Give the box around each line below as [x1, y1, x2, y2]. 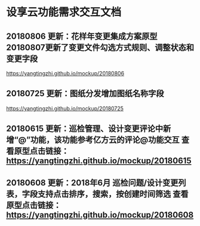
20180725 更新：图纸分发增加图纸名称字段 [6, 88, 164, 99]
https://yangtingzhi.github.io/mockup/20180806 [6, 70, 124, 77]
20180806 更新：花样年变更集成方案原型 [6, 31, 158, 41]
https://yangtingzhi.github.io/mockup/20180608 [6, 210, 194, 220]
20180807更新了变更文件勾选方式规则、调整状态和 [6, 42, 194, 53]
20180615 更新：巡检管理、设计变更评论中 [6, 124, 163, 134]
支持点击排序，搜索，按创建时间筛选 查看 [37, 189, 189, 199]
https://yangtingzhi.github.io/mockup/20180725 [6, 105, 124, 112]
